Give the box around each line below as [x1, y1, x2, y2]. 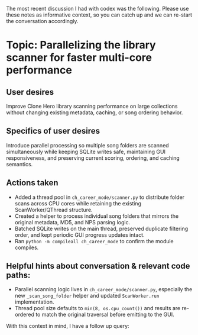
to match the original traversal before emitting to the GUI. [35, 311, 174, 318]
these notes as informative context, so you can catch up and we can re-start [6, 11, 193, 18]
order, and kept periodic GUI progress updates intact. [14, 231, 145, 239]
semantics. [6, 160, 33, 167]
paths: [6, 270, 31, 281]
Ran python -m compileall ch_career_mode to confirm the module [14, 237, 174, 244]
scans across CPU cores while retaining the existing [14, 199, 142, 207]
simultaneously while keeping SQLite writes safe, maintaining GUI [6, 148, 165, 155]
